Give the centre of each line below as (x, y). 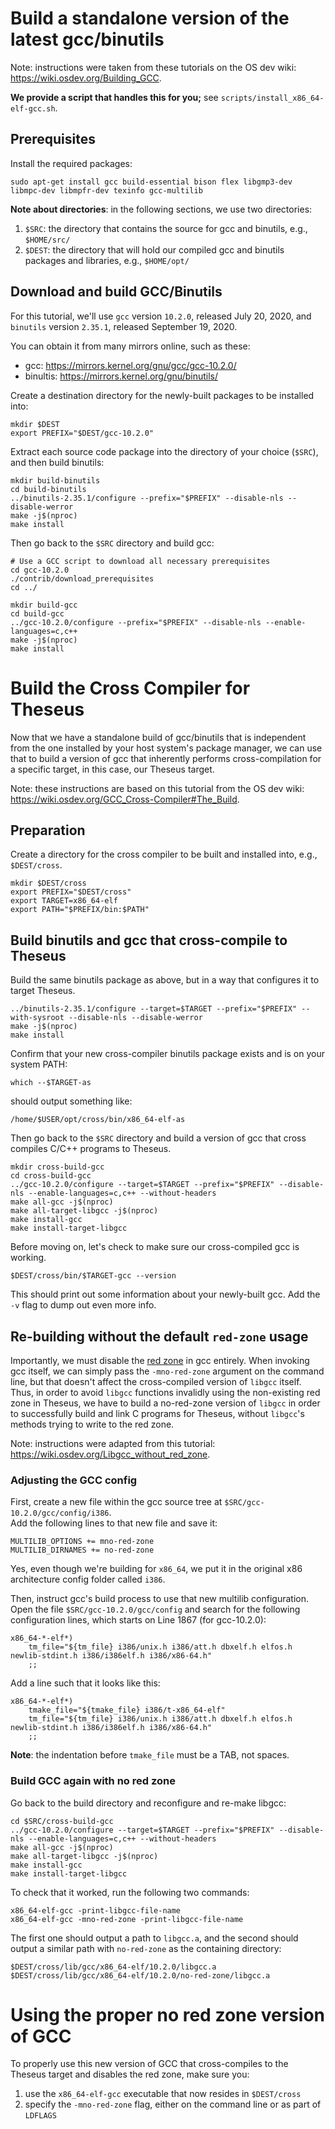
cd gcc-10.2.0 (40, 570)
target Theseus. (43, 991)
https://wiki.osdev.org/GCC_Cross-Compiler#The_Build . (125, 799)
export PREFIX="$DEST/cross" (71, 892)
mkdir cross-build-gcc (57, 1167)
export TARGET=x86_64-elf (64, 901)
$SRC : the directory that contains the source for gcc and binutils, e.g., (166, 228)
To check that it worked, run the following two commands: (130, 1892)
